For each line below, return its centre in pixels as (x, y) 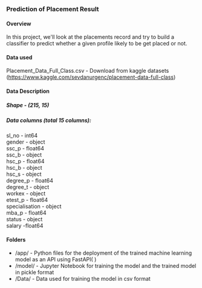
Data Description (28, 91)
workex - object (26, 193)
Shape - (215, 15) (28, 105)
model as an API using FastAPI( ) (56, 260)
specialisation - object (34, 206)
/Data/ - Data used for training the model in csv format (83, 279)
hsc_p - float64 (25, 161)
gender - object (26, 142)
